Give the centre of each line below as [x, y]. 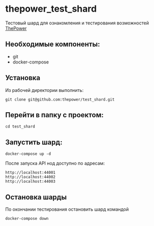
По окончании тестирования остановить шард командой [67, 209]
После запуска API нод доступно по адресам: [55, 164]
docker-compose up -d [28, 154]
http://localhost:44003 [30, 182]
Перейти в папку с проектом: [55, 115]
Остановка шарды [36, 197]
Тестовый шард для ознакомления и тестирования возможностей [77, 23]
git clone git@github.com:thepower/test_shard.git [60, 100]
